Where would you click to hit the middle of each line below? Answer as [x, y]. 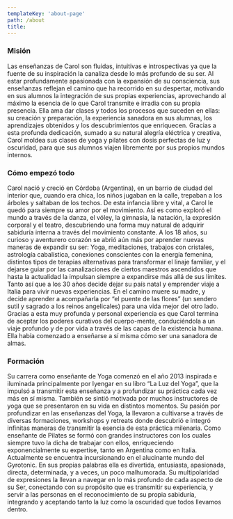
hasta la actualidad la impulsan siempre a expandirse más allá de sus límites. [117, 276]
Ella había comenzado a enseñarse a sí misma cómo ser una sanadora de [112, 335]
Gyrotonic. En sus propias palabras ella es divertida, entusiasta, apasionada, [116, 465]
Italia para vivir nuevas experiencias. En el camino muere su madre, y [106, 291]
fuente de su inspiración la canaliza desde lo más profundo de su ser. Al [111, 73]
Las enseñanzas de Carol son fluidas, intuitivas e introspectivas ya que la [112, 66]
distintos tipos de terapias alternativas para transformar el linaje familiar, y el [116, 262]
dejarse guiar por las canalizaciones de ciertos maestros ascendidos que [112, 269]
